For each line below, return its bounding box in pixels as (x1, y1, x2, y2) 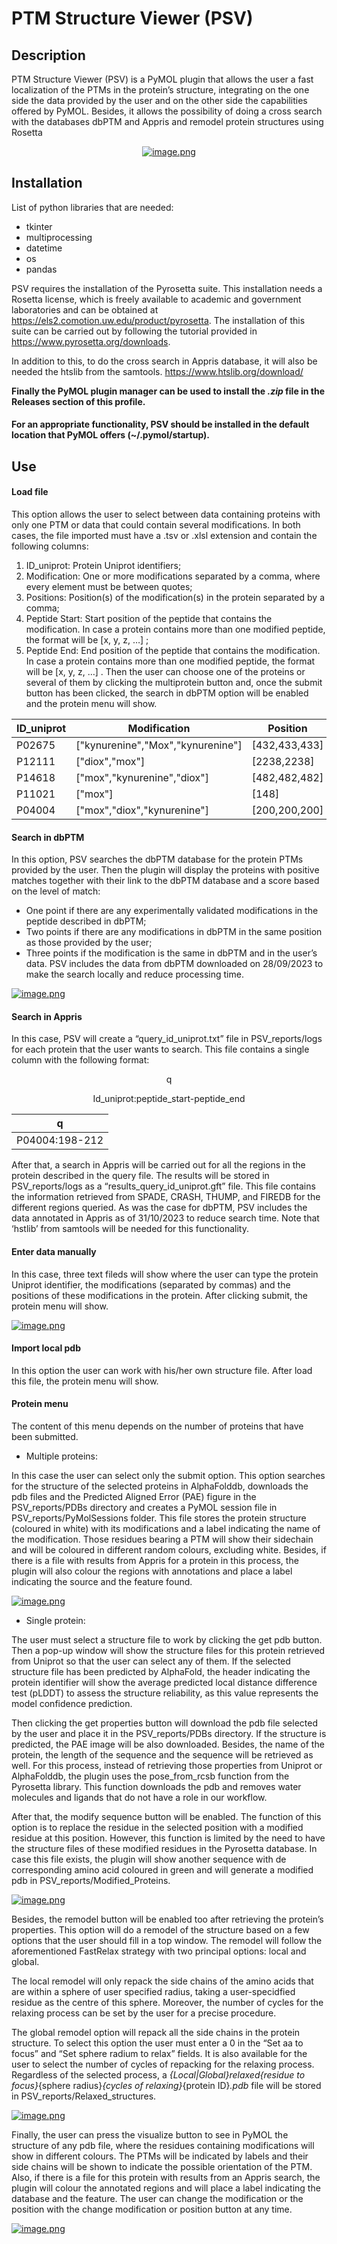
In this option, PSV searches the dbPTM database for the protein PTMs (11, 853, 304, 866)
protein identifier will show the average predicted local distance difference (11, 1677, 318, 1689)
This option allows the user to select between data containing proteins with (11, 508, 321, 520)
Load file (11, 486, 49, 498)
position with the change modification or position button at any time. (11, 2203, 293, 2216)
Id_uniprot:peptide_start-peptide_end (92, 1093, 246, 1105)
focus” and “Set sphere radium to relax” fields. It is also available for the (11, 2048, 308, 2060)
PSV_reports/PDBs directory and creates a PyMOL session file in (11, 1502, 278, 1514)
